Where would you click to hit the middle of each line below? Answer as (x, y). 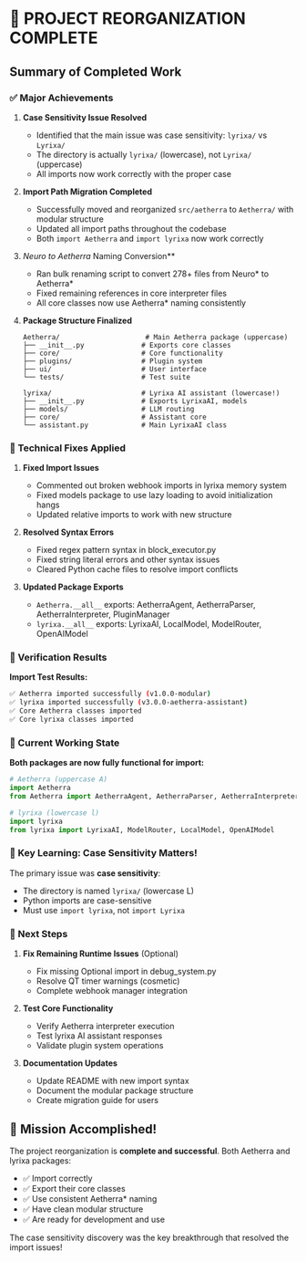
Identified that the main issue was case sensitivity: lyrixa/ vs (152, 135)
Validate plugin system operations (100, 1046)
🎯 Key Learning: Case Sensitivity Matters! (103, 853)
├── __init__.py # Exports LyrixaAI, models (135, 401)
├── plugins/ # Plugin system (112, 361)
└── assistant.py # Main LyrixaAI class (125, 425)
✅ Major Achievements (61, 98)
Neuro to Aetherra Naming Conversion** (99, 256)
